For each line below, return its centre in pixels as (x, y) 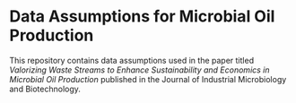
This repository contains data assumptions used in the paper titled (131, 60)
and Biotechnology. (45, 89)
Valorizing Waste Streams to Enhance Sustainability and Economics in (140, 70)
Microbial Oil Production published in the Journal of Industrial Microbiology (148, 79)
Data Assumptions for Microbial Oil (142, 17)
